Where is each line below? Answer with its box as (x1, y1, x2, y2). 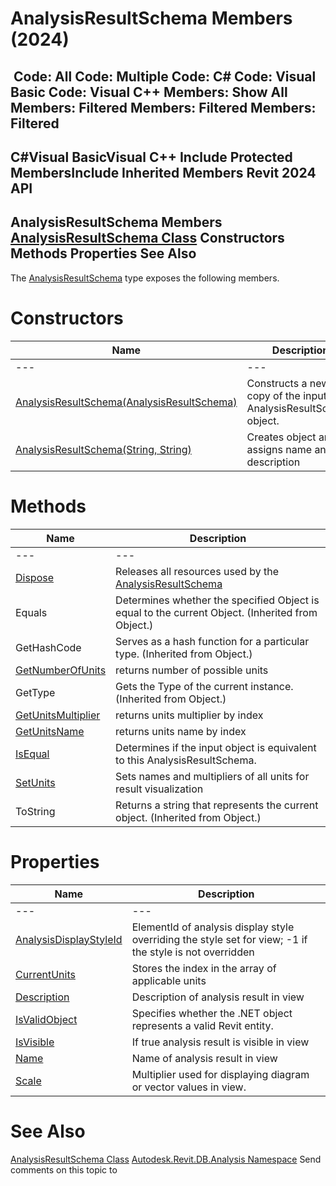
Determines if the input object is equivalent (115, 740, 317, 754)
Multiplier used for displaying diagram (131, 1067, 310, 1081)
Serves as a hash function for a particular (115, 634, 310, 648)
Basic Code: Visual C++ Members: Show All (10, 83, 288, 101)
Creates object (246, 430, 317, 444)
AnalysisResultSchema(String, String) (15, 442, 192, 456)
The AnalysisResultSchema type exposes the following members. (10, 272, 280, 284)
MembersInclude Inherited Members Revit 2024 (10, 164, 317, 181)
